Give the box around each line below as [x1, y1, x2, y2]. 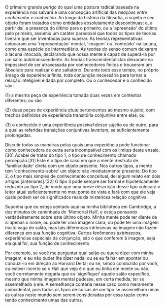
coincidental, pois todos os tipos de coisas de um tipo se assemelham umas [5, 287, 160, 292]
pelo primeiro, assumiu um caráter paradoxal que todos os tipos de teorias [5, 31, 157, 36]
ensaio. [145, 147, 160, 153]
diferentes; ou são [5, 98, 42, 103]
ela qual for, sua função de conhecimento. [5, 240, 91, 246]
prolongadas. [5, 133, 32, 138]
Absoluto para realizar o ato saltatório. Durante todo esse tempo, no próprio [5, 67, 159, 73]
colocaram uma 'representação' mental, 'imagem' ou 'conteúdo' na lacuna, [5, 41, 158, 46]
